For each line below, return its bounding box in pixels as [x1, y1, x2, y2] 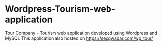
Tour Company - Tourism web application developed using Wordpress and [5, 30, 158, 36]
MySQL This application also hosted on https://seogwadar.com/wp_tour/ [5, 35, 153, 41]
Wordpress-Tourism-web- [5, 3, 115, 15]
